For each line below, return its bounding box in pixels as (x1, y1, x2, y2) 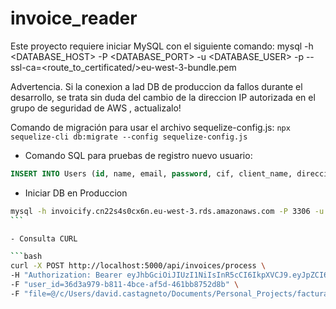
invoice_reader (10, 7, 138, 30)
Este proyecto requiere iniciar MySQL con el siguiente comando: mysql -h (10, 40, 314, 52)
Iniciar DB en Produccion (24, 187, 128, 199)
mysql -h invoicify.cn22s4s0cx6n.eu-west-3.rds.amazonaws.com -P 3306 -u (10, 206, 325, 216)
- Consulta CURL (10, 233, 78, 244)
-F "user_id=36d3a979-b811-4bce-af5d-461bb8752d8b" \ (10, 280, 240, 290)
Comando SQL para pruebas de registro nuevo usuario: (24, 149, 253, 161)
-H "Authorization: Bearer (10, 270, 123, 281)
